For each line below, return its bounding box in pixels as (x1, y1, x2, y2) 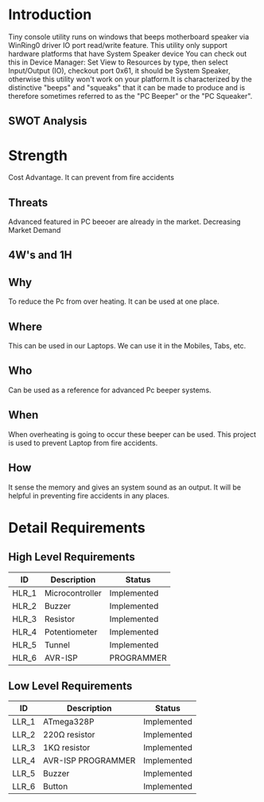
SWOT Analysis (8, 114, 87, 128)
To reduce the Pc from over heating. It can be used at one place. (8, 297, 220, 306)
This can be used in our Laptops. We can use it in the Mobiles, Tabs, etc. (8, 341, 247, 351)
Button (43, 781, 68, 792)
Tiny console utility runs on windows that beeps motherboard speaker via (8, 32, 249, 41)
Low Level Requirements (8, 679, 133, 693)
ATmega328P (43, 716, 95, 727)
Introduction (8, 6, 92, 24)
